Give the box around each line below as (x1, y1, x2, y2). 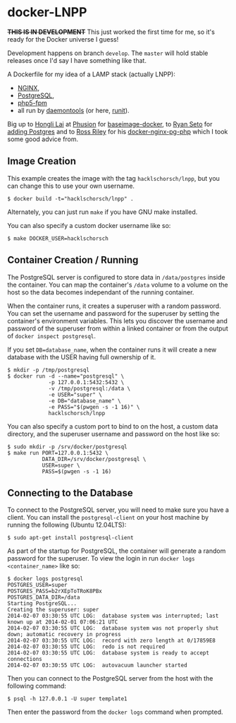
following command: (7, 682, 67, 691)
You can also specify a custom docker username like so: (7, 221, 171, 229)
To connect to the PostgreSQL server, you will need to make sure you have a (7, 506, 229, 514)
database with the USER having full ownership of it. (7, 352, 156, 361)
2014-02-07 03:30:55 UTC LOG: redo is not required (7, 643, 166, 650)
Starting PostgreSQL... (7, 600, 77, 607)
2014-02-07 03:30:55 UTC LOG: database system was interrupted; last (7, 612, 219, 620)
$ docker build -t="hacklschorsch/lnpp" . (7, 195, 134, 202)
